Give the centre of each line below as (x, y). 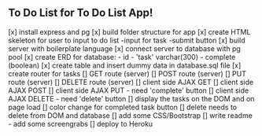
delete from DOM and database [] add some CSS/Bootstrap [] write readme (131, 115)
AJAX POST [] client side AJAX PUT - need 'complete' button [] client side (129, 90)
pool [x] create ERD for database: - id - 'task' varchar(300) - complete (122, 57)
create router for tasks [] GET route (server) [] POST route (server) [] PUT (127, 73)
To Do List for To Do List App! (81, 13)
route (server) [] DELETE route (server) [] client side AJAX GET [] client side (131, 82)
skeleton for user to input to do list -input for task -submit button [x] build (127, 40)
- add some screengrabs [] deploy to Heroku (81, 123)
